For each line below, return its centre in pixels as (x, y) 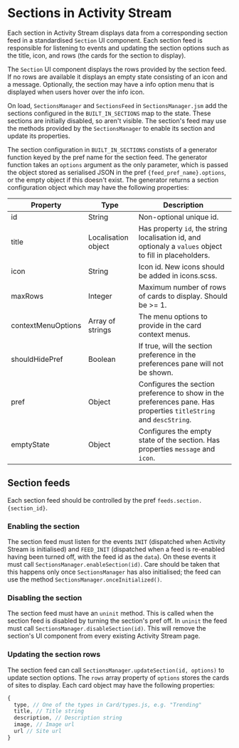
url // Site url (38, 731)
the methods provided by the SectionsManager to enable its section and (111, 128)
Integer (100, 296)
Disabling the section (45, 597)
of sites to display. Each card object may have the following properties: (111, 685)
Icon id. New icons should (181, 267)
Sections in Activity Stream (90, 13)
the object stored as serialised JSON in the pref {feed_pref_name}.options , (117, 172)
